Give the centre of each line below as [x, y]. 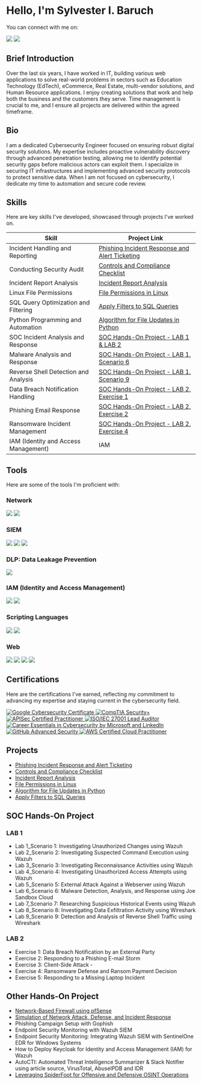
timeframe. [20, 112]
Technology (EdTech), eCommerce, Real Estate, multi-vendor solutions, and [100, 86]
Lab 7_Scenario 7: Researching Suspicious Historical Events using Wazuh [105, 904]
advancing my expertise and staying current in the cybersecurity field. [93, 701]
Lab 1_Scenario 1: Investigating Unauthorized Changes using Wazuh [99, 846]
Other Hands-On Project [53, 996]
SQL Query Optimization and [50, 303]
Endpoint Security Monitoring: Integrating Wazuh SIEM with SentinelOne [104, 1036]
